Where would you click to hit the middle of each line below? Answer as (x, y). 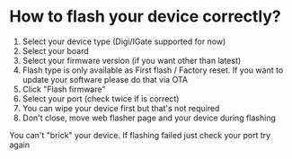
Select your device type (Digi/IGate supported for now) (124, 41)
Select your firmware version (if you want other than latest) (132, 60)
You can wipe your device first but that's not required (121, 108)
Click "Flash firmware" (64, 89)
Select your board (56, 50)
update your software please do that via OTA (105, 79)
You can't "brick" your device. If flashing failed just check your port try (140, 135)
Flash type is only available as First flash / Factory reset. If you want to (153, 70)
